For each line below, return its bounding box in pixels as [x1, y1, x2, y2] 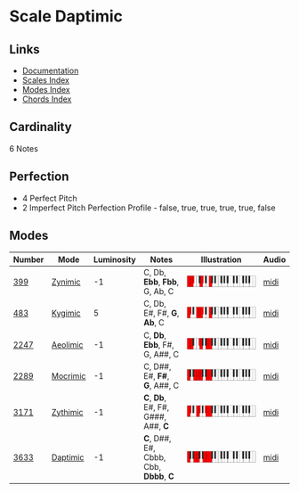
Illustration [200, 254, 242, 265]
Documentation [21, 65, 79, 76]
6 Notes [9, 143, 38, 153]
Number [12, 254, 44, 265]
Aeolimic [52, 339, 84, 349]
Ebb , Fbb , [143, 276, 180, 287]
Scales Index [21, 75, 69, 86]
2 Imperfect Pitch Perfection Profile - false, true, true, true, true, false [21, 202, 276, 213]
